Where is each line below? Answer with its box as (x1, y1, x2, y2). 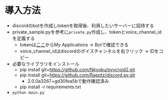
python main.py (12, 90, 45, 95)
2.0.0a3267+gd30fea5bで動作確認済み (27, 78, 109, 84)
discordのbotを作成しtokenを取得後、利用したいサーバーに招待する (12, 22, 154, 29)
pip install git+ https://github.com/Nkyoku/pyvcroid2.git (19, 66, 135, 72)
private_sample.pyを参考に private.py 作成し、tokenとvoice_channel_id (12, 29, 162, 35)
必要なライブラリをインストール (12, 61, 80, 67)
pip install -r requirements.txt (19, 84, 81, 90)
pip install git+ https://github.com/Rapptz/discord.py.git (19, 72, 135, 78)
